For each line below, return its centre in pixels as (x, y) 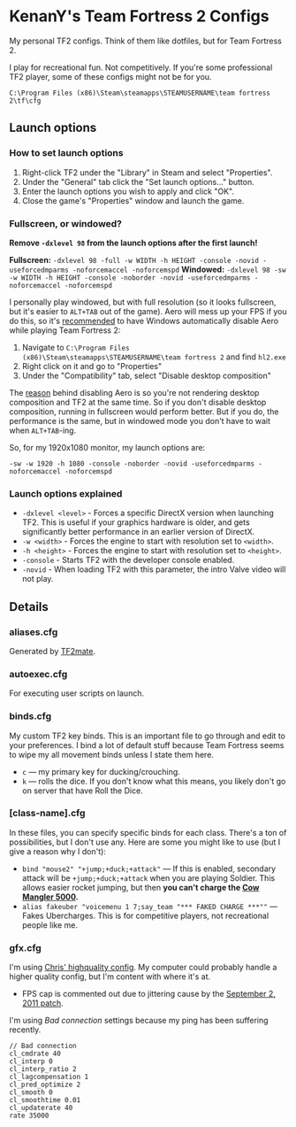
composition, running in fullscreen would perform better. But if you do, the (144, 411)
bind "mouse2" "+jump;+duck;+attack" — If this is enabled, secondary (149, 868)
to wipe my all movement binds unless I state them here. (112, 754)
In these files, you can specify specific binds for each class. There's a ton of (148, 832)
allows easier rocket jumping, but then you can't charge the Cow (140, 887)
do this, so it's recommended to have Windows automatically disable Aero (144, 320)
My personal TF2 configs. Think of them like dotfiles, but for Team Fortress (146, 41)
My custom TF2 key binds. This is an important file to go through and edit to (147, 736)
